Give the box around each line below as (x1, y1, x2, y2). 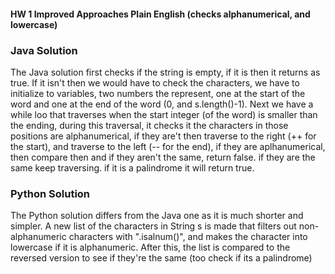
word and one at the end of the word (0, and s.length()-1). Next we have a (10, 98, 314, 110)
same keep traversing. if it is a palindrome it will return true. (10, 161, 255, 174)
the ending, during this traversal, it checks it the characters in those (10, 119, 289, 131)
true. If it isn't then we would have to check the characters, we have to (10, 76, 300, 89)
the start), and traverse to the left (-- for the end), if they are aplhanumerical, (10, 140, 326, 152)
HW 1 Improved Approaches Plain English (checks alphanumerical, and (10, 8, 311, 20)
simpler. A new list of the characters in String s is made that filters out (10, 220, 297, 232)
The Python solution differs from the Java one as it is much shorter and (10, 210, 304, 222)
